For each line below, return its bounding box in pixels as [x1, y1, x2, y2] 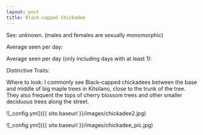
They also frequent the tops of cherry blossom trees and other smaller [6, 91, 182, 99]
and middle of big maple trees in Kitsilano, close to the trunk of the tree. [6, 85, 186, 92]
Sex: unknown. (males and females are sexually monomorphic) [6, 31, 163, 38]
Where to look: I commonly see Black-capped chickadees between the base [6, 78, 198, 86]
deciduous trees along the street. [6, 98, 89, 105]
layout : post [6, 9, 40, 15]
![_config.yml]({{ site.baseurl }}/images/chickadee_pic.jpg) [6, 121, 153, 128]
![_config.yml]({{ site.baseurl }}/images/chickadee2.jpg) [6, 109, 146, 117]
